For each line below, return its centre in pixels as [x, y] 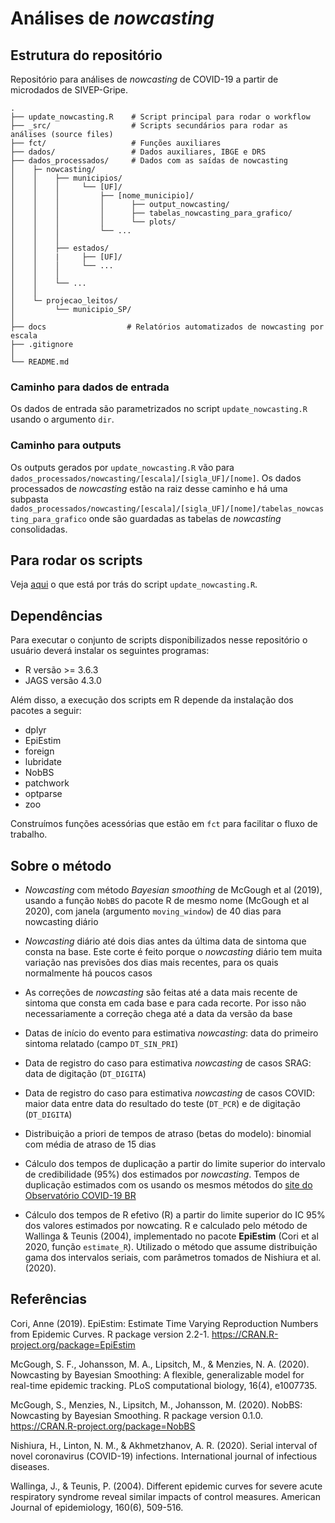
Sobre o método [61, 865]
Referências [49, 1299]
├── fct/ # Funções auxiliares [116, 143]
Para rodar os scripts [76, 560]
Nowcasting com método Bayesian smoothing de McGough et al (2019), [173, 890]
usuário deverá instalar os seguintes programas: [110, 651]
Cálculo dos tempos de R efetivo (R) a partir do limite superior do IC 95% [175, 1215]
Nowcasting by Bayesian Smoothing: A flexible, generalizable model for [157, 1374]
